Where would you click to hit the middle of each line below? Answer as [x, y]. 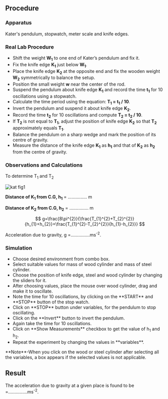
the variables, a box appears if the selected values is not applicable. [76, 357]
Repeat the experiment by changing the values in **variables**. [78, 342]
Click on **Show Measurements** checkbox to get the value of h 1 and [86, 330]
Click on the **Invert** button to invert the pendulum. [69, 318]
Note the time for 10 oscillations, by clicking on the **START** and [83, 297]
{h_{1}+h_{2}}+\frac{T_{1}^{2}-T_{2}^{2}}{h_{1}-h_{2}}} [81, 224]
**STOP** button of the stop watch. [51, 302]
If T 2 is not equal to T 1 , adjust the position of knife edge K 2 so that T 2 [85, 122]
